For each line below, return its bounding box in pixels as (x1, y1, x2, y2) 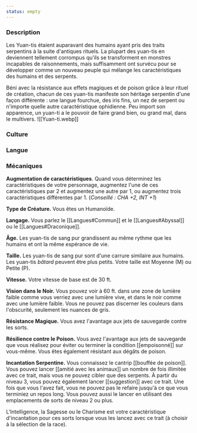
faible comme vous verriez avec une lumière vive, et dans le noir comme (6, 294, 182, 301)
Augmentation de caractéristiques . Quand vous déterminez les (6, 175, 162, 183)
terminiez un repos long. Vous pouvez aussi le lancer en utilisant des (6, 391, 172, 398)
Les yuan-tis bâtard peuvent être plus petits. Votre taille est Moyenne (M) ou (6, 259, 192, 266)
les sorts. (6, 324, 29, 331)
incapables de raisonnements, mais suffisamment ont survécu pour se (6, 60, 176, 67)
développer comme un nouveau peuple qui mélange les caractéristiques (6, 66, 181, 74)
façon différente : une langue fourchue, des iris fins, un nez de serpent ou (6, 97, 185, 104)
